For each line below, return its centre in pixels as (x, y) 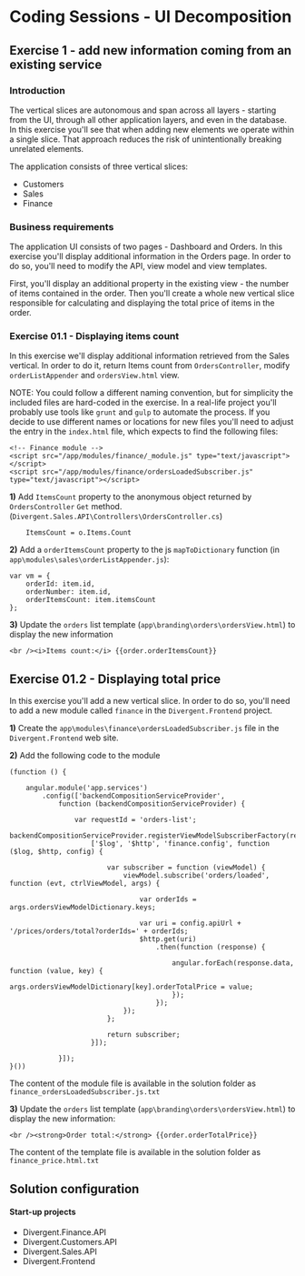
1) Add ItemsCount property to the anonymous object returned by (131, 497)
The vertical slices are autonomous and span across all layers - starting (143, 110)
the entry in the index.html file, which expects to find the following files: (144, 432)
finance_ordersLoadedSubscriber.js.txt (85, 1092)
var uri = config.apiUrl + (191, 924)
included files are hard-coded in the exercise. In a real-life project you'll (143, 403)
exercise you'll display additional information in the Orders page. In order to (150, 256)
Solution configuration (74, 1189)
